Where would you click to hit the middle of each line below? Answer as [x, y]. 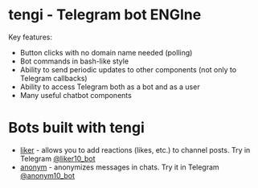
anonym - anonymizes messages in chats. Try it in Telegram [119, 167]
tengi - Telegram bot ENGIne [105, 15]
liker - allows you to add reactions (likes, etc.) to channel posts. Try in [135, 149]
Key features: [30, 37]
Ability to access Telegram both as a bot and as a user [110, 87]
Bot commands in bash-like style [74, 61]
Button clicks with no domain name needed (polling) [106, 52]
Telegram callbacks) [53, 78]
